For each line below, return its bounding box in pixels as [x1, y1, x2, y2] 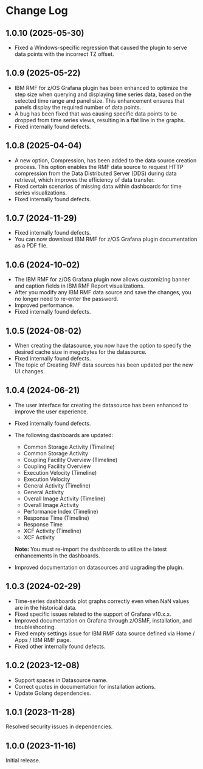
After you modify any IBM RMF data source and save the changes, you [14, 289, 192, 296]
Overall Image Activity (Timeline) [23, 495, 106, 502]
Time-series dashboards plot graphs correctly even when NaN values [14, 597, 190, 605]
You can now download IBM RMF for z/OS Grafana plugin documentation [14, 235, 198, 243]
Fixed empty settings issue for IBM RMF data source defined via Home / [14, 630, 195, 637]
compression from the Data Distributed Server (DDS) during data [14, 170, 177, 177]
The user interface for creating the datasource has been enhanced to [14, 401, 188, 409]
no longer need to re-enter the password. [14, 295, 119, 303]
